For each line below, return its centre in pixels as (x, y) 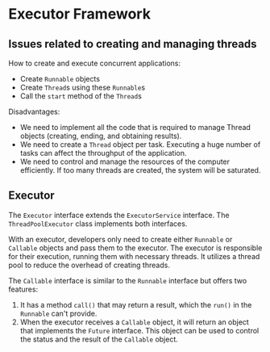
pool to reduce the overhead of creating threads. (89, 265)
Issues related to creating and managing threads (133, 44)
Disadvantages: (34, 111)
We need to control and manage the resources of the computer (125, 161)
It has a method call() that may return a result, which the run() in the (136, 304)
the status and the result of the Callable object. (99, 339)
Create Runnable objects (60, 79)
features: (23, 289)
